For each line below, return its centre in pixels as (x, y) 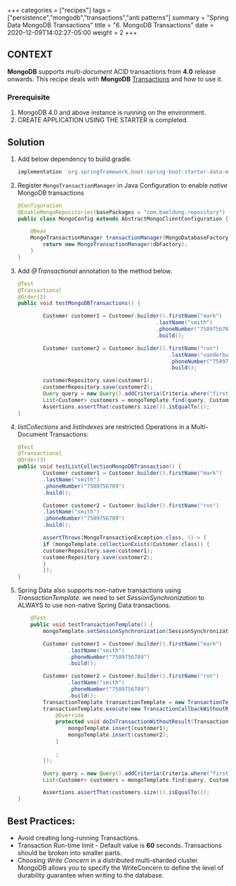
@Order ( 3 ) (32, 460)
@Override (70, 715)
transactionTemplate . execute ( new (92, 709)
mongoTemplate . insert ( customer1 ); (118, 729)
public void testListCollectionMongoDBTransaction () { (99, 467)
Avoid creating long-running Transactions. (78, 838)
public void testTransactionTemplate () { (92, 625)
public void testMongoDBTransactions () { (79, 304)
